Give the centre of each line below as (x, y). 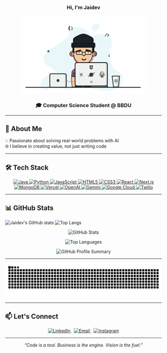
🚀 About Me (24, 129)
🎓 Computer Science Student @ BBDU (83, 105)
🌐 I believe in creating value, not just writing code (56, 146)
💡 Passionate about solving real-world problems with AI (62, 141)
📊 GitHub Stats (29, 208)
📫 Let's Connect (32, 316)
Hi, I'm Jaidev (83, 7)
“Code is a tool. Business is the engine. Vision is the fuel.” (83, 345)
